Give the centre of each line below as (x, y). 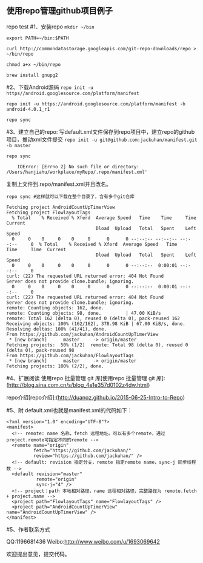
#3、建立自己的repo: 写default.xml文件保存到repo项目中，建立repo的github (101, 131)
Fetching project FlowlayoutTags (48, 212)
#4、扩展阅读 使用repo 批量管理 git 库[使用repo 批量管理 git (81, 378)
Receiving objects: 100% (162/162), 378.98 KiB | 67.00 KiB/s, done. (96, 324)
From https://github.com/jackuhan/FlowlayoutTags (70, 355)
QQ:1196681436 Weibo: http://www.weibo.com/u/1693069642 (83, 541)
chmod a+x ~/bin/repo (34, 64)
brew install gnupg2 (32, 75)
